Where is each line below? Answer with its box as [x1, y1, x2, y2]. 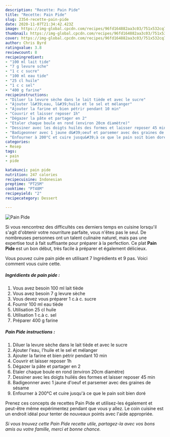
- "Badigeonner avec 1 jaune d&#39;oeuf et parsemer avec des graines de [5, 130, 164, 135]
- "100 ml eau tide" [5, 74, 49, 79]
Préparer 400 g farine [12, 317, 58, 323]
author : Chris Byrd [5, 41, 47, 46]
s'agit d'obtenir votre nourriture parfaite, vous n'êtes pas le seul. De [5, 229, 147, 235]
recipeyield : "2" [5, 191, 42, 196]
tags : [5, 149, 17, 154]
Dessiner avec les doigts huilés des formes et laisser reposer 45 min [12, 374, 155, 380]
